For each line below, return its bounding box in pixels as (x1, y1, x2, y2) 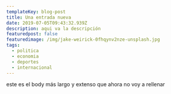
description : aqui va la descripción (6, 25, 101, 32)
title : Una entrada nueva (6, 14, 71, 20)
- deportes (11, 59, 39, 65)
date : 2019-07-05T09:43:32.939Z (6, 20, 87, 26)
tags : (6, 43, 20, 48)
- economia (11, 53, 39, 59)
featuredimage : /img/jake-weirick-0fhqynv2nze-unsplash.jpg (6, 37, 161, 43)
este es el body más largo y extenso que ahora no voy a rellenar (6, 81, 166, 88)
